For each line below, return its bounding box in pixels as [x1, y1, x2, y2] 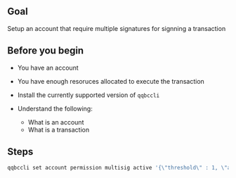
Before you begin [7, 45, 84, 57]
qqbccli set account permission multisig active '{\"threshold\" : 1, [7, 165, 218, 172]
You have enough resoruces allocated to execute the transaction [17, 77, 205, 85]
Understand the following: [17, 104, 93, 113]
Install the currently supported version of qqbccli [17, 91, 160, 99]
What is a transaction [27, 125, 90, 134]
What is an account [27, 117, 84, 126]
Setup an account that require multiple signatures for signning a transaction [7, 24, 226, 32]
